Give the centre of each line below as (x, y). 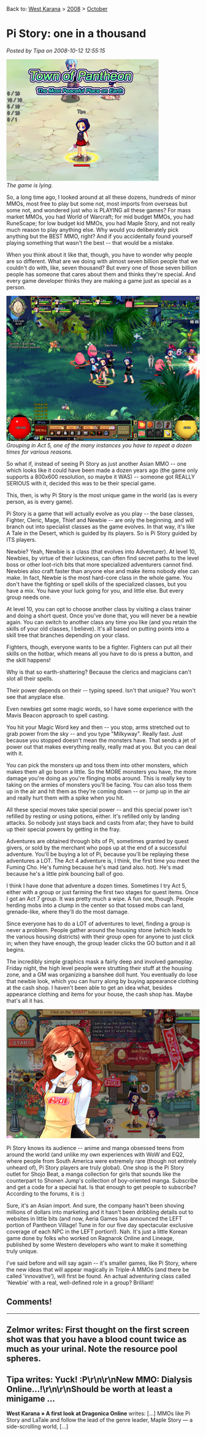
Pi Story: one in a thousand (76, 34)
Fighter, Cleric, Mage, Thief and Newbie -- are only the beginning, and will (100, 520)
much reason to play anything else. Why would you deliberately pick (93, 230)
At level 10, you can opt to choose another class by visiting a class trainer (99, 609)
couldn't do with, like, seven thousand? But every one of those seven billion (102, 268)
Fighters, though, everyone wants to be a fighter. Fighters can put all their (99, 647)
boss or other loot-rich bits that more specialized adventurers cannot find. (100, 565)
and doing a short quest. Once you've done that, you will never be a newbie (102, 616)
